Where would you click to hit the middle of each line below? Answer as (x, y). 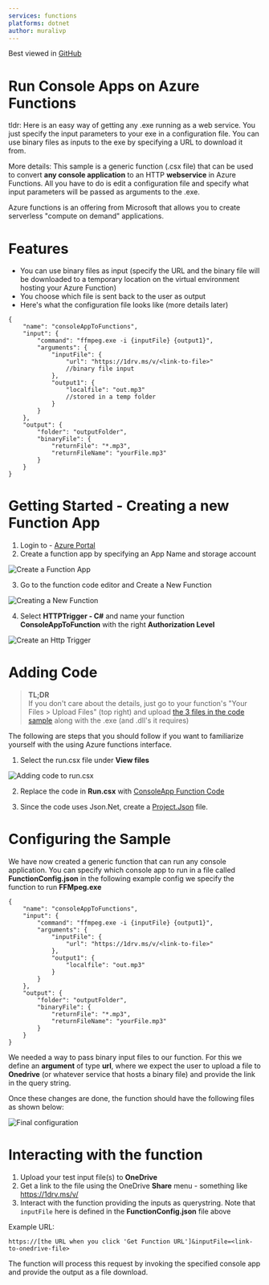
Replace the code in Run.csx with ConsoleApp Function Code (122, 791)
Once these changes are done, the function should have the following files (131, 1099)
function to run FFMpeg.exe (55, 887)
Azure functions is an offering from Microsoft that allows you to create (124, 208)
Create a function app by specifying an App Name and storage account (138, 554)
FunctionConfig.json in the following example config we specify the (121, 879)
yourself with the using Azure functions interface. (90, 744)
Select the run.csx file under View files (85, 761)
